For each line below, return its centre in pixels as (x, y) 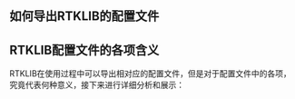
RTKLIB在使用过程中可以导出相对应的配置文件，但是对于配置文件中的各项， (151, 74)
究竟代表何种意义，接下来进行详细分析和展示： (97, 85)
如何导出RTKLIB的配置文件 (84, 16)
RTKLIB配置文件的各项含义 (84, 49)
